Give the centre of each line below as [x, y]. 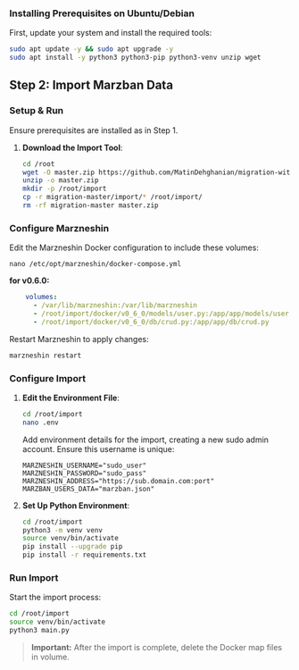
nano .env [41, 423]
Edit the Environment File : [71, 398]
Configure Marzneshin [59, 228]
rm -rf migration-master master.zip [90, 205]
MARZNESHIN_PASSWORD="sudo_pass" [84, 473]
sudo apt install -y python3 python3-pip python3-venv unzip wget [135, 58]
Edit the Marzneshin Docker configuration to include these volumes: [134, 247]
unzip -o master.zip [60, 180]
